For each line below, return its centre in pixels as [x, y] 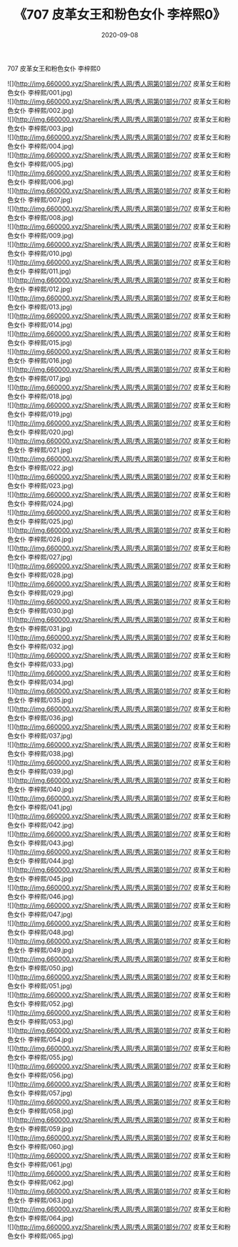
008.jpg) [61, 217]
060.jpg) [61, 1146]
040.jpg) [62, 789]
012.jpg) [61, 289]
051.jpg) [61, 985]
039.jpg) [61, 771]
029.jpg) [61, 592]
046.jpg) [61, 896]
